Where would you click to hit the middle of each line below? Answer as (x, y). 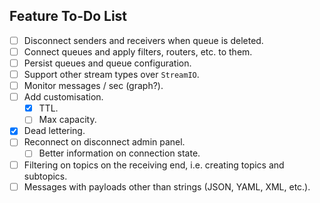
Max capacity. (67, 120)
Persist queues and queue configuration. (107, 63)
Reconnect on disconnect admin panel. (104, 142)
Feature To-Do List (68, 16)
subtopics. (45, 176)
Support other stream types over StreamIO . (111, 74)
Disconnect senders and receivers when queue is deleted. (143, 40)
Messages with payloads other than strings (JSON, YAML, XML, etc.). (167, 186)
